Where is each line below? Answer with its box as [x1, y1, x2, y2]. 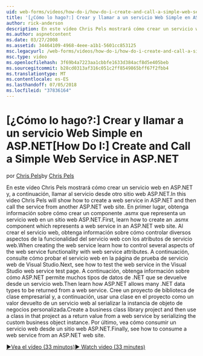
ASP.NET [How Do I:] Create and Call [6, 140, 191, 153]
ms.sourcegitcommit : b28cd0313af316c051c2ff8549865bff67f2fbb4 [6, 65, 169, 71]
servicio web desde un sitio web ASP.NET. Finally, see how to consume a [6, 325, 187, 332]
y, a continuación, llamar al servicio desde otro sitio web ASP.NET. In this [6, 190, 186, 197]
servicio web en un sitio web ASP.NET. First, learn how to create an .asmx [6, 216, 189, 223]
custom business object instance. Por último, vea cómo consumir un [6, 319, 176, 326]
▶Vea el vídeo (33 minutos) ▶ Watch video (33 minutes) [6, 343, 146, 351]
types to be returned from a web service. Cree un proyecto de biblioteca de [6, 286, 195, 294]
